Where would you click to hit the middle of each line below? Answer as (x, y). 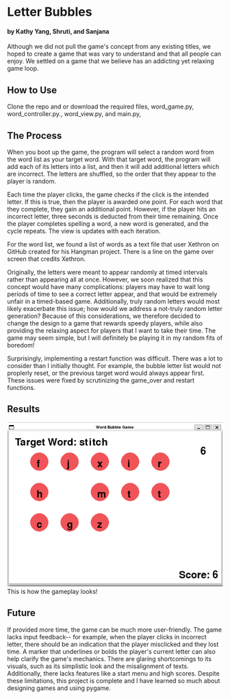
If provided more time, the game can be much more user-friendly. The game (115, 630)
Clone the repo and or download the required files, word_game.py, (101, 106)
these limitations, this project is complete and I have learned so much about (114, 680)
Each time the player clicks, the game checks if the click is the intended (108, 195)
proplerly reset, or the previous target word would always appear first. (106, 373)
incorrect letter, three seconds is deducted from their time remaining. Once (113, 216)
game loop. (23, 69)
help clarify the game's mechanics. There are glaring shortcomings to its (110, 658)
